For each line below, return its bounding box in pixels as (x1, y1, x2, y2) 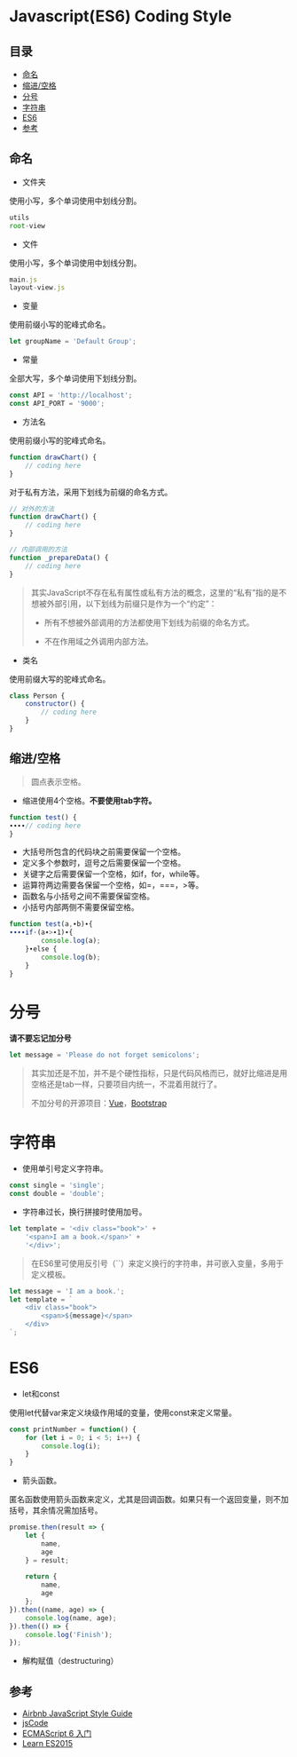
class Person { (9, 691, 66, 700)
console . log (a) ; (41, 937, 101, 946)
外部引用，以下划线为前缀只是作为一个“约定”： (46, 598, 217, 609)
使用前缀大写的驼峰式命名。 (9, 673, 111, 685)
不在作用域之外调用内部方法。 (43, 636, 153, 646)
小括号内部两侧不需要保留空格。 (21, 902, 139, 913)
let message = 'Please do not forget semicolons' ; (9, 1050, 200, 1060)
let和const (21, 1388, 60, 1399)
